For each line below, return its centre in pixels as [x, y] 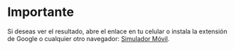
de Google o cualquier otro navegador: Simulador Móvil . [88, 38]
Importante [41, 12]
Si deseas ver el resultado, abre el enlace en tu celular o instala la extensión [117, 31]
